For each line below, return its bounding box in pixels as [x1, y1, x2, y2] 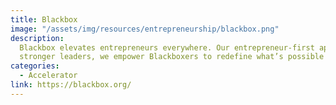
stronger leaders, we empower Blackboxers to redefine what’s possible [19, 52, 325, 62]
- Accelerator [19, 71, 78, 81]
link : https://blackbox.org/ [10, 80, 132, 90]
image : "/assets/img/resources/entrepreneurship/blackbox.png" [10, 24, 280, 34]
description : [10, 33, 65, 43]
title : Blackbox [10, 14, 78, 25]
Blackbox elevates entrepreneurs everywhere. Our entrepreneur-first [19, 42, 315, 53]
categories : [10, 61, 60, 71]
